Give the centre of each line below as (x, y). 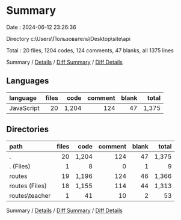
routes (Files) (28, 186)
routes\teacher (30, 195)
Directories (28, 130)
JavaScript (25, 108)
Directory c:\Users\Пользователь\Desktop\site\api (69, 38)
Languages (28, 81)
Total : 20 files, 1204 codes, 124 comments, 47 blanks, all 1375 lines (90, 50)
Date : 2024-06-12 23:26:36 (41, 27)
